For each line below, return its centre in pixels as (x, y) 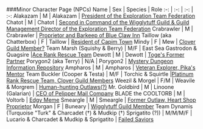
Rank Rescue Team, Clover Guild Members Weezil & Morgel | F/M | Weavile (101, 80)
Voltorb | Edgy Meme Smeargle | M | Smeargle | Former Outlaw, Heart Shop (101, 100)
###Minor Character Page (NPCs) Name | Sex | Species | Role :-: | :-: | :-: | (100, 9)
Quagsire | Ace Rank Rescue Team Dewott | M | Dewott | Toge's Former (95, 54)
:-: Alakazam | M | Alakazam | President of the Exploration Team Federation (101, 16)
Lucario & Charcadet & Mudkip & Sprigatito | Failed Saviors (80, 119)
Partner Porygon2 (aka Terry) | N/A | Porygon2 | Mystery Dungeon (90, 61)
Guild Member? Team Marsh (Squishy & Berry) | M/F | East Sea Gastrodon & (101, 48)
